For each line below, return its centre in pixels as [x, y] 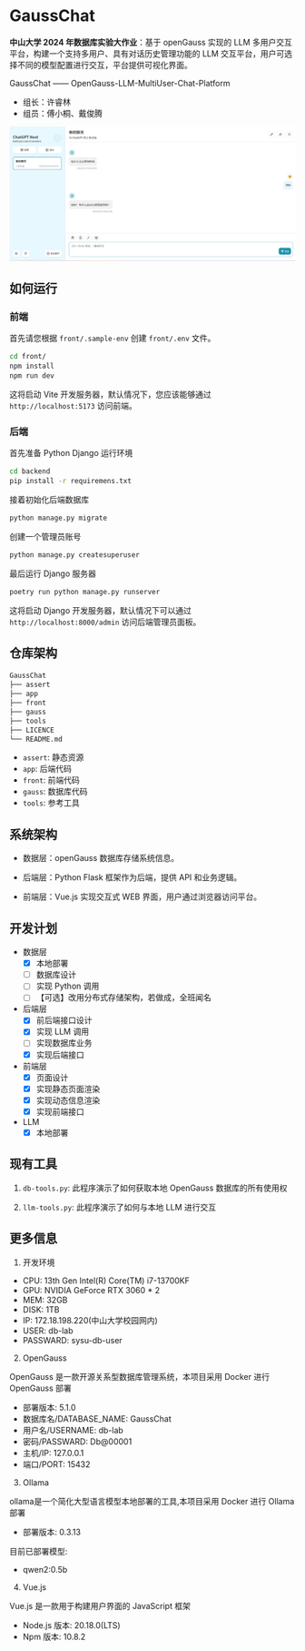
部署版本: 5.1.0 [49, 1407]
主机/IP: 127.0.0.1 [53, 1453]
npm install [32, 366]
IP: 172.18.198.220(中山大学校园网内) [90, 1320]
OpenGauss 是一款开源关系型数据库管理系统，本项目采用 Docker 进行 [140, 1376]
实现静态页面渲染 [68, 1089]
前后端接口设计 [64, 1020]
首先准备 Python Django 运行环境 [71, 453]
